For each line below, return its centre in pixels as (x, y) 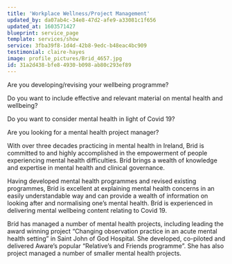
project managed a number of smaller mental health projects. (95, 253)
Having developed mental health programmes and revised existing (102, 181)
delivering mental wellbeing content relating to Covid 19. (87, 210)
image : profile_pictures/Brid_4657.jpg (65, 59)
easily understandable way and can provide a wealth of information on (108, 196)
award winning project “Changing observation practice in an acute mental (112, 231)
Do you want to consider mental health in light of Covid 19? (91, 119)
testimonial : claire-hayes (46, 53)
